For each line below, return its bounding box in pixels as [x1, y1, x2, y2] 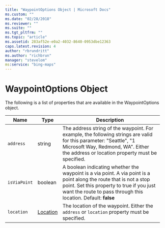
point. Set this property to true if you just [62, 182, 156, 189]
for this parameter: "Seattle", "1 [62, 137, 136, 144]
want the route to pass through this [62, 188, 143, 195]
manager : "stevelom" [5, 58, 48, 63]
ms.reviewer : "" [5, 21, 38, 26]
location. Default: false [62, 195, 115, 201]
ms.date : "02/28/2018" [5, 16, 52, 21]
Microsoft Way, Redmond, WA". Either [62, 143, 149, 150]
